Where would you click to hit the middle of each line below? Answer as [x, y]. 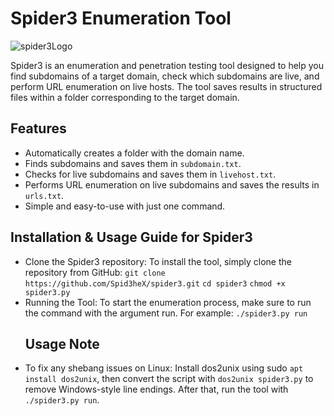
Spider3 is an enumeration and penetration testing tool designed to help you [167, 65]
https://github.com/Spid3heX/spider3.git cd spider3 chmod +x [155, 283]
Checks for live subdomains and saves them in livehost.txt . [150, 174]
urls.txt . [44, 195]
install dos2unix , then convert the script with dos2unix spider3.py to [169, 379]
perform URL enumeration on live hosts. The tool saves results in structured [166, 86]
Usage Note [62, 343]
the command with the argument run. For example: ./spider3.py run [166, 313]
